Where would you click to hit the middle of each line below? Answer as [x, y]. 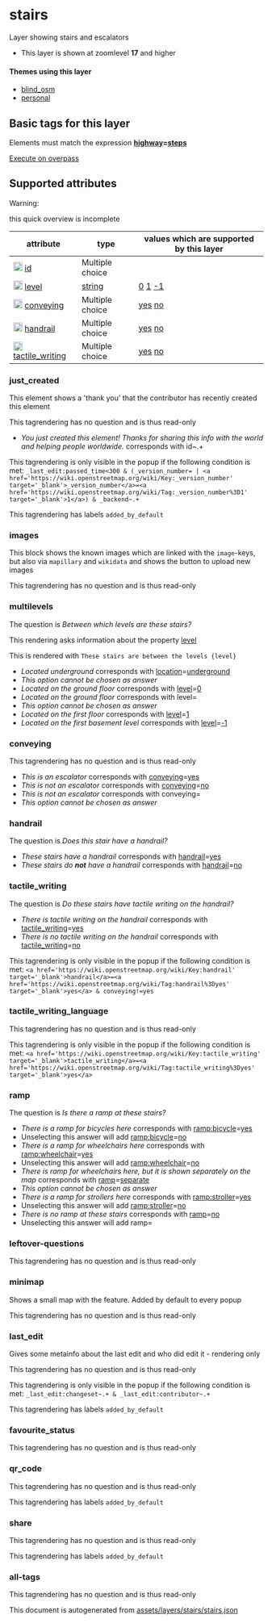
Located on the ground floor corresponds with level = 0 [111, 688]
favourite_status [42, 1430]
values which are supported [199, 238]
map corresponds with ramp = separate [85, 1180]
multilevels [31, 607]
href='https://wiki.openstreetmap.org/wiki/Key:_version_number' [121, 479]
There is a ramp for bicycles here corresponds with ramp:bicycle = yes [136, 1128]
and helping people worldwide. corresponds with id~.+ [112, 446]
